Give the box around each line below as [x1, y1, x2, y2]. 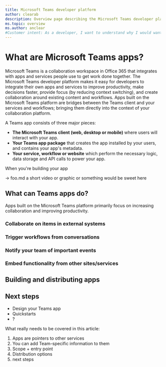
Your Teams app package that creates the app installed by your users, [12, 140, 157, 146]
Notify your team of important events [5, 246, 96, 253]
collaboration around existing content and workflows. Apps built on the [5, 94, 150, 100]
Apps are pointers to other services [12, 335, 85, 341]
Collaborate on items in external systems [5, 220, 106, 227]
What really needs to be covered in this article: [5, 325, 100, 331]
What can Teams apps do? [5, 189, 88, 198]
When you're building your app [5, 165, 68, 171]
